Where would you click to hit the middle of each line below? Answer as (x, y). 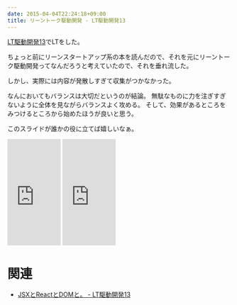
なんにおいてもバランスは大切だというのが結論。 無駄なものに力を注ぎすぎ (117, 96)
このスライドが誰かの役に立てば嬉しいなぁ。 (73, 128)
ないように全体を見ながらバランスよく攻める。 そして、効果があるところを (117, 104)
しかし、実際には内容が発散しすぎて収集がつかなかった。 (91, 81)
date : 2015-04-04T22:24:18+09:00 (57, 14)
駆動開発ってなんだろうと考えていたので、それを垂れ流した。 (103, 65)
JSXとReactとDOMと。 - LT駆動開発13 (74, 294)
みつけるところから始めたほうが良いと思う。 (73, 113)
